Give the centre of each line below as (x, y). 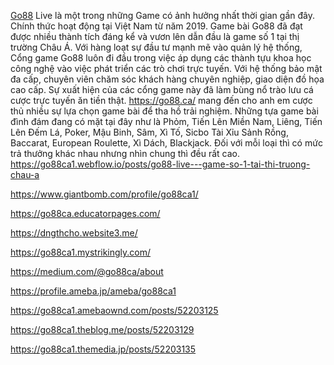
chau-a (25, 174)
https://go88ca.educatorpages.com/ (85, 213)
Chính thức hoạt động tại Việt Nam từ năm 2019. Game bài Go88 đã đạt (156, 26)
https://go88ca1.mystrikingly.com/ (81, 252)
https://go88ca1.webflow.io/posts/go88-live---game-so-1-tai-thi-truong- (160, 164)
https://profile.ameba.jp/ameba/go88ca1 (93, 291)
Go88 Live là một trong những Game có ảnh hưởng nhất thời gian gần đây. (162, 15)
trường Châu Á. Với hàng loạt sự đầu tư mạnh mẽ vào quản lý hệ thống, (156, 47)
